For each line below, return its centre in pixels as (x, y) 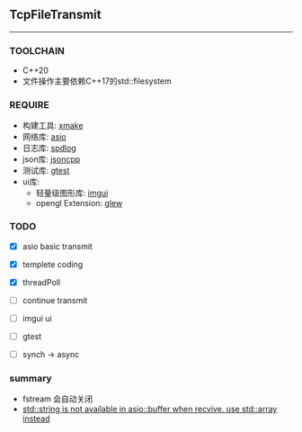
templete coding (53, 264)
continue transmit (55, 300)
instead (36, 418)
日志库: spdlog (49, 148)
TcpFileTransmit (55, 15)
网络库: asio (44, 137)
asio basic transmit (57, 246)
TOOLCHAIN (37, 50)
